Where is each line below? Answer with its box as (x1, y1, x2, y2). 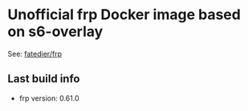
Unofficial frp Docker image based (7, 6, 242, 24)
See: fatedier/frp (7, 49, 62, 58)
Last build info (7, 72, 80, 85)
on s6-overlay (7, 22, 104, 41)
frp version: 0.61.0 (18, 93, 79, 103)
